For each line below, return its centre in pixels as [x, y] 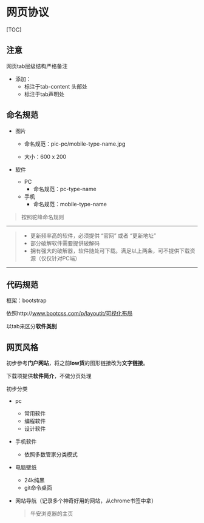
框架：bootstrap [26, 300]
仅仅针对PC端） [61, 258]
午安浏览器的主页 [52, 514]
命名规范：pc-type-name [65, 189]
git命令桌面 [38, 488]
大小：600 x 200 [45, 157]
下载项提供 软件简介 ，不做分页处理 [49, 376]
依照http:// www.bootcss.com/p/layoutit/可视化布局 [70, 314]
